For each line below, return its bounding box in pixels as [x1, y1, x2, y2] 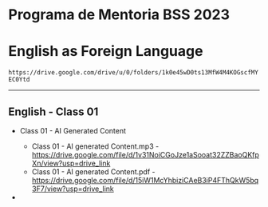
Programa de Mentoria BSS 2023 [8, 6, 230, 24]
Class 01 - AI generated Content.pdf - [31, 166, 156, 177]
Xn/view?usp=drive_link [31, 158, 111, 168]
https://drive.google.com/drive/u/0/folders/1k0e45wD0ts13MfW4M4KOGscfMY [8, 69, 259, 77]
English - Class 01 [8, 105, 99, 118]
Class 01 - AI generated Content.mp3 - [31, 141, 160, 151]
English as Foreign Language [8, 42, 203, 61]
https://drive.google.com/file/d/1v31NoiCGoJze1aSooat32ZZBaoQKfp [31, 149, 259, 159]
